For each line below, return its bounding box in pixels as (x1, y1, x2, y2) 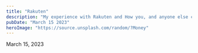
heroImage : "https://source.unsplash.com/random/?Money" (6, 24, 149, 31)
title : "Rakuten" (6, 8, 49, 15)
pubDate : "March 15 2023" (6, 19, 70, 25)
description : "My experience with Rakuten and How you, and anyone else (6, 14, 189, 20)
